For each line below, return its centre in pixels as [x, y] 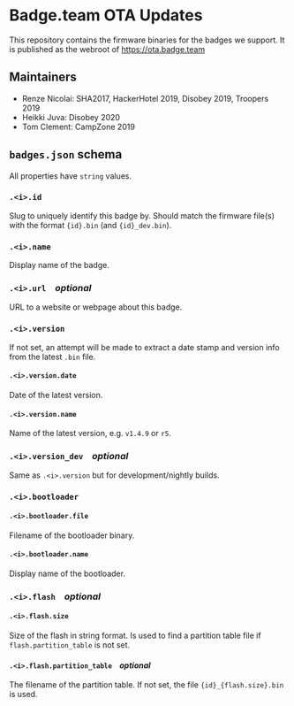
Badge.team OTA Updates [106, 15]
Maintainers [43, 77]
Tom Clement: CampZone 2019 [78, 127]
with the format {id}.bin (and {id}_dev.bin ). [90, 225]
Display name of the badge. [60, 265]
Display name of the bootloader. [68, 573]
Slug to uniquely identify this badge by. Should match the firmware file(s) [142, 215]
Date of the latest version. [56, 395]
